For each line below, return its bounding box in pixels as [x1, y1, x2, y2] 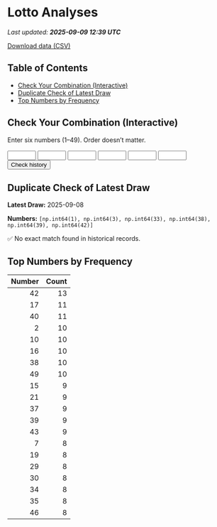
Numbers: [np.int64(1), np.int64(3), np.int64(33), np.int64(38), [7, 214, 211, 223]
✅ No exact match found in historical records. [7, 234, 140, 243]
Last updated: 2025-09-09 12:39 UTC [7, 28, 121, 36]
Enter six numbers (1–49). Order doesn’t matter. [7, 136, 146, 144]
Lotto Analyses [7, 4, 99, 21]
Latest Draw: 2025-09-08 [7, 200, 84, 210]
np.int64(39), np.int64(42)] [7, 222, 94, 229]
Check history [11, 161, 48, 168]
